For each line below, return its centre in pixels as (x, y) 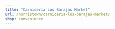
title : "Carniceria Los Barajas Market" (48, 10)
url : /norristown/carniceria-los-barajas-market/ (58, 14)
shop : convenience (24, 19)
